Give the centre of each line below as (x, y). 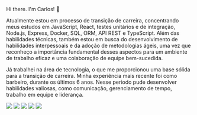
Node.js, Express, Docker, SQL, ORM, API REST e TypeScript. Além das (93, 33)
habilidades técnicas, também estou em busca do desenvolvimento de (92, 39)
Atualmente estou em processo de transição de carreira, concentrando (93, 20)
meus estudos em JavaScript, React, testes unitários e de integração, (91, 27)
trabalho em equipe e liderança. (45, 95)
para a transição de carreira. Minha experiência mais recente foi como (92, 76)
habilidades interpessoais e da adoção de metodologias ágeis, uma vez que (98, 45)
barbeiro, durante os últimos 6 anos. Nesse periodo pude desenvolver (92, 82)
